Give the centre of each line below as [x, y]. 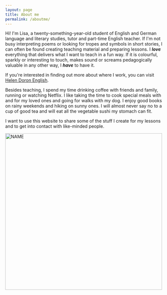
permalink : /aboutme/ [28, 19]
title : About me [22, 15]
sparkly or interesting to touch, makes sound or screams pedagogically [79, 60]
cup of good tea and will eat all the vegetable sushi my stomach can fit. [79, 111]
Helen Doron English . [27, 80]
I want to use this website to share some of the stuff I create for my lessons [83, 121]
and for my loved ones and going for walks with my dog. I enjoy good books [83, 101]
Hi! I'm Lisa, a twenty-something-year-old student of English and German [81, 34]
